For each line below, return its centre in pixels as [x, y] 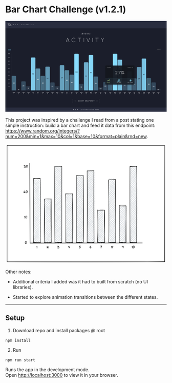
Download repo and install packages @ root [59, 330]
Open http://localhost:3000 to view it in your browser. [62, 375]
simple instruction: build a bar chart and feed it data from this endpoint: [80, 126]
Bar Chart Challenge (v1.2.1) [66, 9]
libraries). [23, 287]
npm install [18, 340]
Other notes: [18, 272]
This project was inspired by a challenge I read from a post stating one [80, 120]
